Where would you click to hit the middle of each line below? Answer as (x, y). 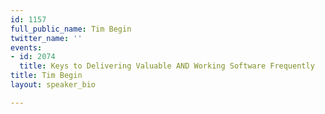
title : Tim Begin (46, 76)
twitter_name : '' (46, 38)
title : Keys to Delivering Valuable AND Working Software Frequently (167, 66)
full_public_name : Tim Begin (71, 29)
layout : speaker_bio (53, 85)
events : (26, 47)
